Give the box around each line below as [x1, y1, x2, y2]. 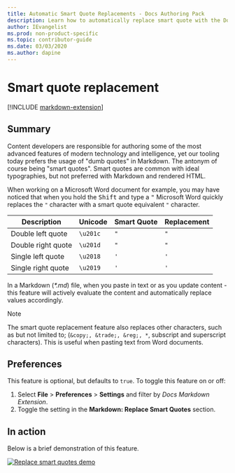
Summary [7, 124, 51, 135]
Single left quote [10, 251, 65, 261]
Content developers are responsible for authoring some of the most [7, 142, 201, 150]
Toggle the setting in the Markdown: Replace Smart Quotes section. [17, 405, 215, 414]
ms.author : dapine [7, 50, 61, 57]
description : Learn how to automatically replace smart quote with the [7, 17, 220, 24]
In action [7, 425, 46, 437]
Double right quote [10, 240, 73, 250]
